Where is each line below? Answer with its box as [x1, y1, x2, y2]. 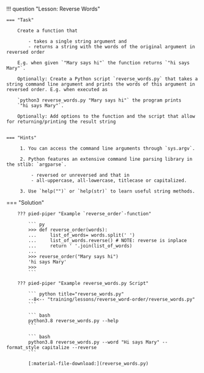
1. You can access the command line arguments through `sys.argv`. [20, 146, 195, 152]
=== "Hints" [6, 135, 37, 141]
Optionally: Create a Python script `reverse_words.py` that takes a [17, 76, 199, 82]
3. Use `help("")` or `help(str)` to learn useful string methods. [20, 188, 195, 194]
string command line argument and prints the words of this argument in [6, 81, 195, 87]
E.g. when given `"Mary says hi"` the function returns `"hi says [17, 60, 190, 66]
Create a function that [17, 28, 78, 34]
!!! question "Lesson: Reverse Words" [6, 6, 101, 12]
